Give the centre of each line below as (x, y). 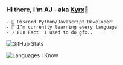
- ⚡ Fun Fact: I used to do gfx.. (50, 32)
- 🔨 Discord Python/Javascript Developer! (60, 22)
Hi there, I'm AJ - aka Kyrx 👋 (47, 10)
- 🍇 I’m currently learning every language (62, 27)
